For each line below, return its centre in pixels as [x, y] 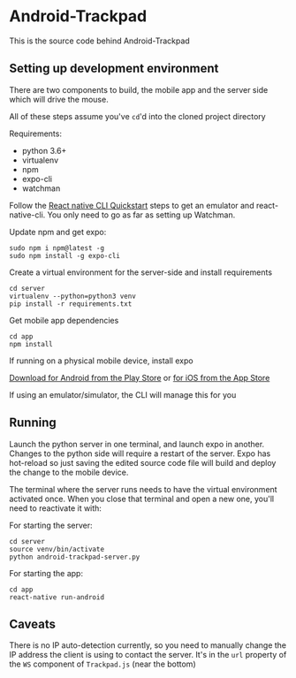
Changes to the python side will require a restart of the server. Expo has [140, 453]
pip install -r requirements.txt [71, 304]
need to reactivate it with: [55, 508]
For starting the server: [51, 525]
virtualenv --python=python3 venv [73, 296]
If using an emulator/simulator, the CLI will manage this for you [123, 394]
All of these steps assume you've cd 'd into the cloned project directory [138, 116]
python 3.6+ [44, 150]
